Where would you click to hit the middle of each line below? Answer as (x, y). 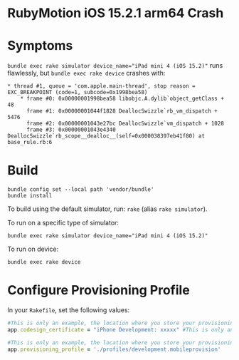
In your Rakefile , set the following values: (69, 310)
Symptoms (40, 46)
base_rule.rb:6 (30, 143)
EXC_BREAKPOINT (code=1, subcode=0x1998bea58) (78, 93)
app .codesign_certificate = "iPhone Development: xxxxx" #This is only (116, 329)
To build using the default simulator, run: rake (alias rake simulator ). (107, 209)
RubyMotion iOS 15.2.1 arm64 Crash (116, 13)
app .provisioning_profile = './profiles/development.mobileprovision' (114, 349)
